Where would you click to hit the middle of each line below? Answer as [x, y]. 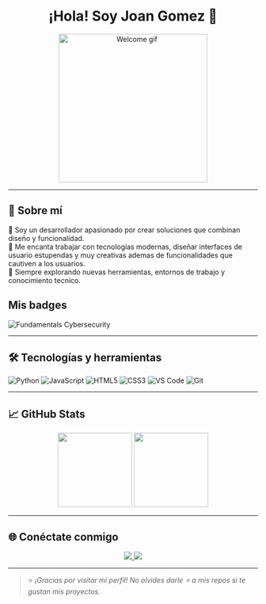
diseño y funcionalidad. [46, 238]
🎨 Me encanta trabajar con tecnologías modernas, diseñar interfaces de [125, 247]
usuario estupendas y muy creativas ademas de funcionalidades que [121, 255]
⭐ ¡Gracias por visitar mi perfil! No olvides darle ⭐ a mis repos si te [137, 580]
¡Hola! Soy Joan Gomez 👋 [133, 16]
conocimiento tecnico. [45, 280]
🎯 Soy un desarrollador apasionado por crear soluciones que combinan [124, 230]
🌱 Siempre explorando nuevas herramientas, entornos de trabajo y [117, 272]
